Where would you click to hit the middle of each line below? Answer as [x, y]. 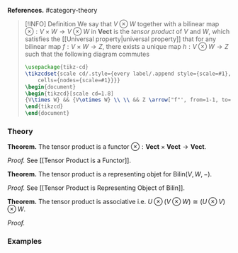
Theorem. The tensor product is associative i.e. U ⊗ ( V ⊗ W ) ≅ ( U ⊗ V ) [116, 202]
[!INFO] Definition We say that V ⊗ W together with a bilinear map [122, 24]
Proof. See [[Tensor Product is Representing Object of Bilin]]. [96, 188]
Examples [25, 242]
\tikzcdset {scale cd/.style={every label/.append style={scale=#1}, [128, 74]
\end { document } [47, 113]
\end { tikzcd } [44, 107]
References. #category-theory [52, 10]
